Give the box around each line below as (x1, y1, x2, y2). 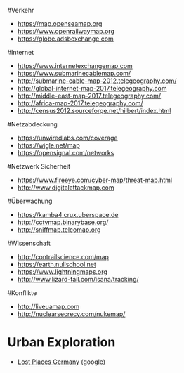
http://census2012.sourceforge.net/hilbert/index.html (17, 107, 171, 114)
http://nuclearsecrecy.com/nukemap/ (17, 310, 126, 318)
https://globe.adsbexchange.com (17, 34, 114, 43)
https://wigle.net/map (17, 141, 81, 150)
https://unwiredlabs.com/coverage (17, 133, 118, 142)
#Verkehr (7, 6, 34, 14)
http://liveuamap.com (17, 302, 79, 310)
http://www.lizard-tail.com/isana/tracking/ (17, 275, 139, 283)
